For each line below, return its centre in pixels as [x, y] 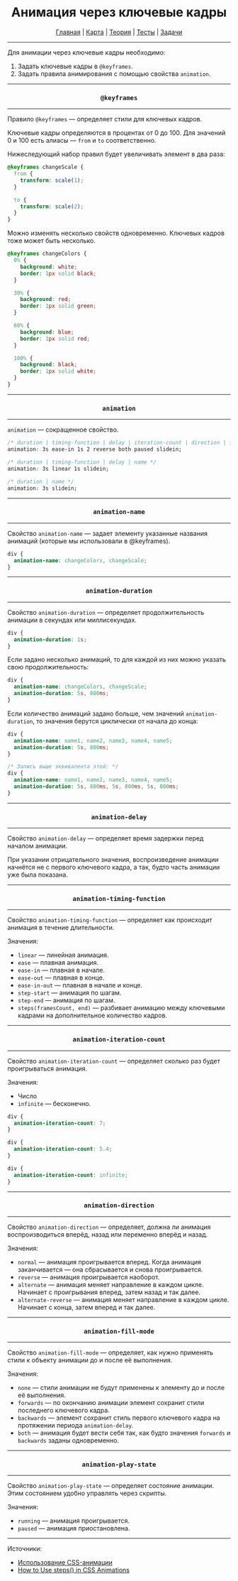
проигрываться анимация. [47, 1068]
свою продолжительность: [48, 667]
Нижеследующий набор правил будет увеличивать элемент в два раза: [116, 154]
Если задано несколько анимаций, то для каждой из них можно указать [117, 660]
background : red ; [46, 300]
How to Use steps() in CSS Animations [73, 1570]
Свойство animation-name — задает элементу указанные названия [107, 533]
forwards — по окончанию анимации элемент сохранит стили [111, 1403]
